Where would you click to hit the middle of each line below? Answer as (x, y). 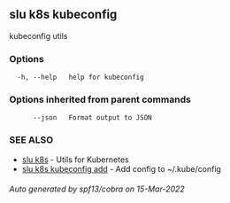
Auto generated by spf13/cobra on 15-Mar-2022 (97, 189)
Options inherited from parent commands (100, 99)
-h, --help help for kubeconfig (80, 78)
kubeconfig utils (38, 35)
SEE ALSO (31, 140)
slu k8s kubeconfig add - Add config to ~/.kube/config (121, 168)
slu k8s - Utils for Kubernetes (76, 160)
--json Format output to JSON (92, 118)
